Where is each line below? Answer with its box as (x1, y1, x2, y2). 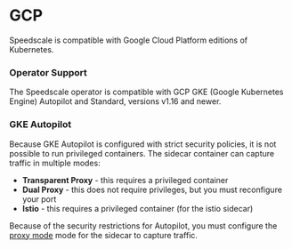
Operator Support (9, 66, 87, 78)
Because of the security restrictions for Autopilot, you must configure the (9, 220, 278, 231)
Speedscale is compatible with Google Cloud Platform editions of (9, 35, 248, 45)
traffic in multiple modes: (9, 157, 101, 168)
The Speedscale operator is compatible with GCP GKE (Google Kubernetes (9, 86, 284, 98)
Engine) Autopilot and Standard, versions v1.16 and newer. (9, 96, 222, 107)
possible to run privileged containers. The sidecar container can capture (9, 148, 274, 158)
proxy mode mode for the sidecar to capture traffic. (9, 229, 199, 240)
